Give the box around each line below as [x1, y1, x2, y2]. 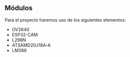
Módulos [4, 4, 33, 12]
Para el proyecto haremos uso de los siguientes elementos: [4, 17, 126, 23]
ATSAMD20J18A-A [11, 42, 51, 48]
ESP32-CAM [11, 31, 38, 37]
